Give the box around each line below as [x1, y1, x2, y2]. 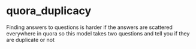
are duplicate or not [6, 36, 55, 43]
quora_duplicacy [6, 4, 92, 18]
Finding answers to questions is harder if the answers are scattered [6, 24, 173, 31]
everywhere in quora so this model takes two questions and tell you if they [6, 30, 190, 37]
